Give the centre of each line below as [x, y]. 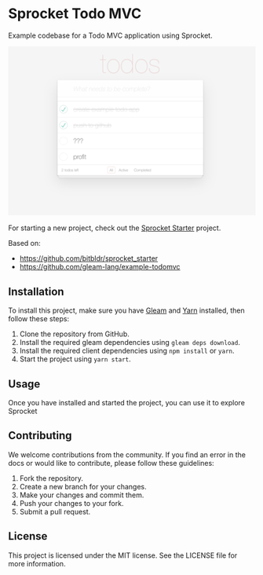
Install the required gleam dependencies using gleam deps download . [130, 342]
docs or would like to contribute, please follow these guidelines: [111, 463]
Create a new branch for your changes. [83, 486]
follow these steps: [38, 319]
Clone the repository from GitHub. [74, 334]
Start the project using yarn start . [75, 359]
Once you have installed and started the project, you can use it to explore [127, 403]
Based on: [24, 244]
